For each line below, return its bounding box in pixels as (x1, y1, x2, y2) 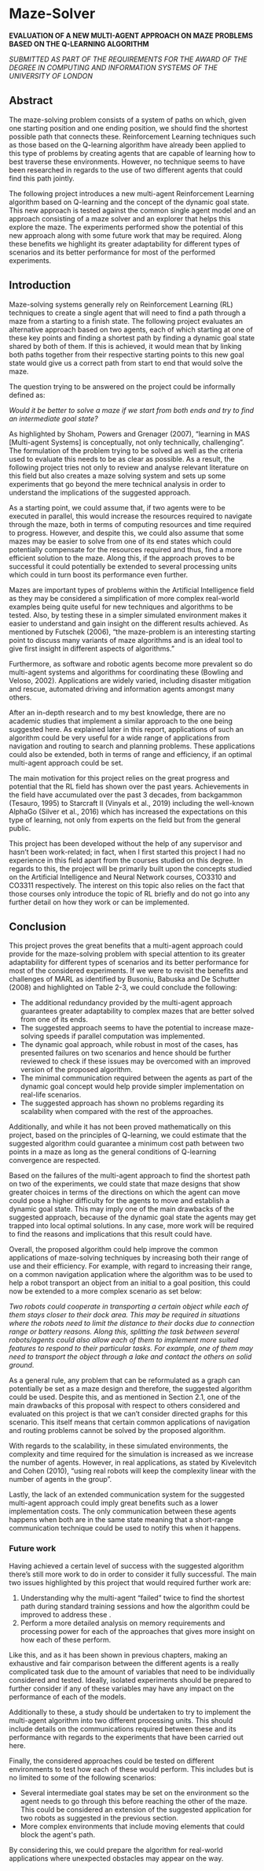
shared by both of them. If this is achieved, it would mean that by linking (9, 341, 242, 351)
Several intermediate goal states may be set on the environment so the (20, 1787, 250, 1797)
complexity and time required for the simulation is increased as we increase (9, 1450, 254, 1459)
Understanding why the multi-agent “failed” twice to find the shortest (20, 1593, 245, 1602)
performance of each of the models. (9, 1691, 126, 1702)
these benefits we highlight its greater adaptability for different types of (9, 239, 240, 248)
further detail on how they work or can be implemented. (9, 897, 189, 907)
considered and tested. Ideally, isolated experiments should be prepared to (9, 1675, 252, 1684)
